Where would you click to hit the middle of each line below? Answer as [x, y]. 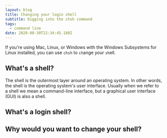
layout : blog [19, 10]
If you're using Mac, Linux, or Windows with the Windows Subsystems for [81, 47]
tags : [11, 24]
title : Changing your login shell [41, 14]
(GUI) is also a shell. [26, 96]
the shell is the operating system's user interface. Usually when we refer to [82, 85]
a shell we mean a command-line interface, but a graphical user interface [81, 91]
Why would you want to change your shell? [74, 129]
